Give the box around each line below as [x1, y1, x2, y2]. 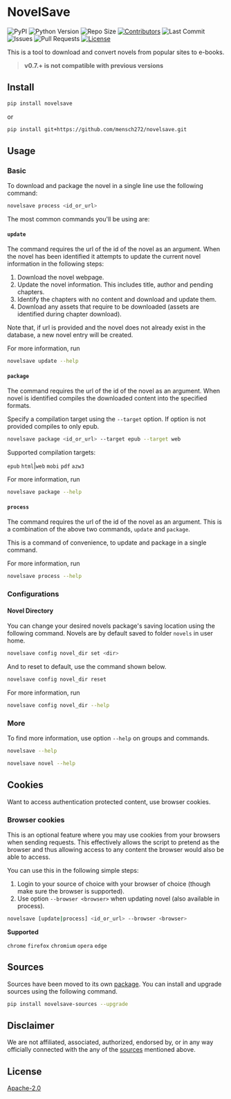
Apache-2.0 [7, 1084, 41, 1093]
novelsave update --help [7, 358, 79, 365]
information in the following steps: [7, 259, 104, 268]
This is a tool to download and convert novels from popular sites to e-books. [7, 48, 225, 56]
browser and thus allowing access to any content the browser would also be [7, 846, 225, 854]
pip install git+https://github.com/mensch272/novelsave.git [7, 126, 187, 133]
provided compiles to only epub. [7, 423, 100, 431]
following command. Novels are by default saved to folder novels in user [7, 629, 213, 638]
